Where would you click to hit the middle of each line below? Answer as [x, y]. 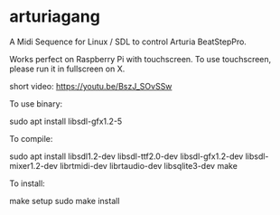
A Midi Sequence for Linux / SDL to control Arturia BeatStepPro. [128, 42]
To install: [27, 183]
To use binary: [36, 103]
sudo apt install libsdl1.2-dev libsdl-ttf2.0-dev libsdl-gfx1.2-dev [126, 156]
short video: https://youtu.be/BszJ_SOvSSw [91, 86]
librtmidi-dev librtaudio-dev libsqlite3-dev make [149, 165]
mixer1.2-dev [34, 165]
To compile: [31, 138]
